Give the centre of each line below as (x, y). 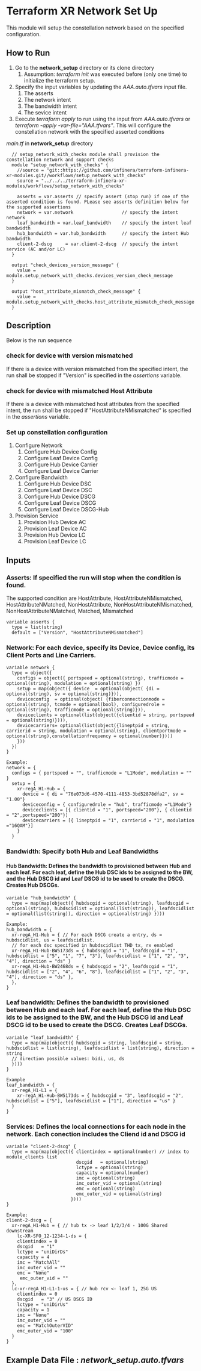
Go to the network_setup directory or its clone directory (85, 67)
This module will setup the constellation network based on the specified (95, 28)
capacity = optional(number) (112, 1173)
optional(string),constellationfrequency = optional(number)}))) (89, 736)
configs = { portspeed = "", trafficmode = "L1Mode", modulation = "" (102, 773)
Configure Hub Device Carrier (61, 464)
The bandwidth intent (50, 106)
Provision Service (37, 516)
